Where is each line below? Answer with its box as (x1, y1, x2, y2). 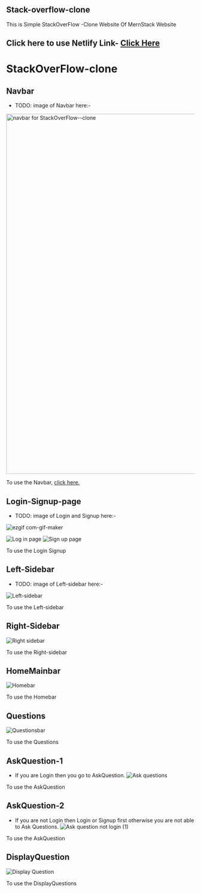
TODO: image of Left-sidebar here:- (14, 580, 103, 588)
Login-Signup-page (6, 496, 81, 507)
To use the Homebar (6, 693, 57, 701)
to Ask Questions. (14, 823, 59, 830)
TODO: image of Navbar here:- (14, 102, 91, 109)
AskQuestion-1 (6, 756, 63, 766)
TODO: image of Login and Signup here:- (14, 513, 116, 520)
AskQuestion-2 (6, 801, 65, 811)
